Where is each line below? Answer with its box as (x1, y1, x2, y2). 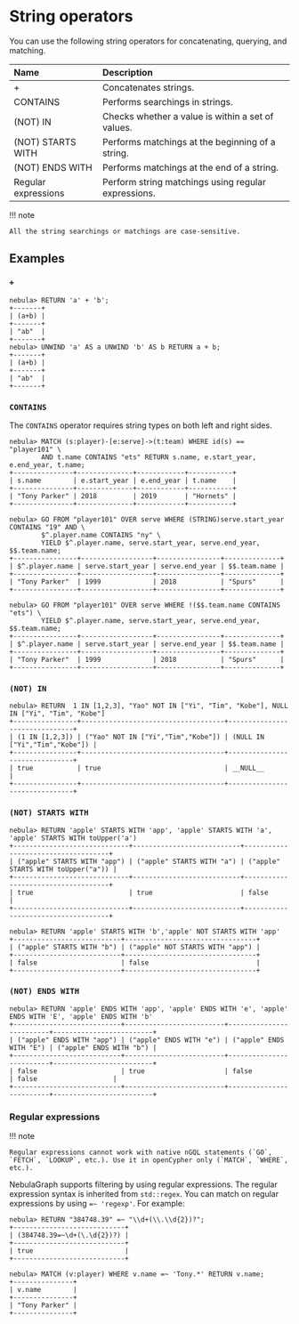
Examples (9, 251, 65, 266)
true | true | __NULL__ (17, 763, 265, 773)
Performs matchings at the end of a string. (101, 161, 279, 174)
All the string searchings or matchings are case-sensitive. (9, 227, 241, 236)
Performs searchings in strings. (101, 95, 233, 108)
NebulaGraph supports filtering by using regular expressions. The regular (9, 1179, 278, 1190)
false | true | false (17, 1066, 253, 1076)
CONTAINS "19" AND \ (9, 522, 86, 531)
